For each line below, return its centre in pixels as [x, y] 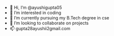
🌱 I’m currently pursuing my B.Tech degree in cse [59, 18]
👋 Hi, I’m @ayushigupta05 [36, 8]
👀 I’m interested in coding [35, 13]
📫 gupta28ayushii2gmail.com [40, 28]
